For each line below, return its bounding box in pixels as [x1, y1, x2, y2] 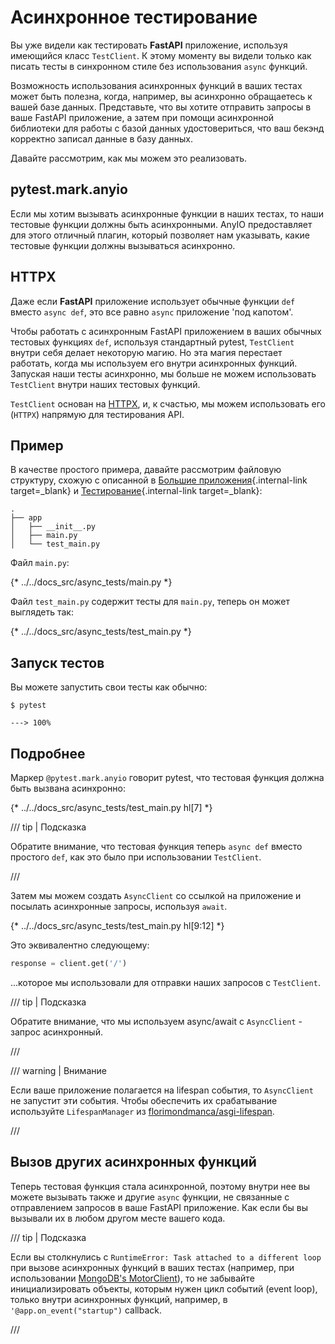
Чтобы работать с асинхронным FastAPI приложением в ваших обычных [10, 325, 322, 337]
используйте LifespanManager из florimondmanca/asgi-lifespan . [10, 1105, 275, 1117]
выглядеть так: [10, 606, 74, 618]
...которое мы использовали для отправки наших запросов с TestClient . [10, 976, 321, 988]
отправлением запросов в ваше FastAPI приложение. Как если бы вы [10, 1201, 308, 1213]
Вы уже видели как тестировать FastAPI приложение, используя [10, 39, 288, 51]
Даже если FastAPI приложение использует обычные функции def [10, 295, 296, 307]
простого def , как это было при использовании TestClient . [10, 851, 262, 863]
